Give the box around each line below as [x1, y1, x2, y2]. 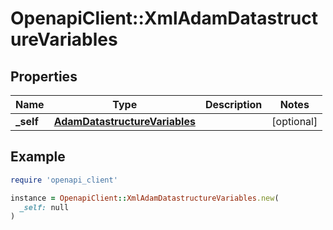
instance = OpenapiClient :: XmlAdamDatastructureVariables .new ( [10, 193, 280, 203]
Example [10, 148, 66, 166]
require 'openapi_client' [10, 175, 118, 185]
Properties [10, 68, 78, 85]
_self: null [19, 202, 70, 212]
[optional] [271, 115, 318, 128]
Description [204, 98, 263, 111]
